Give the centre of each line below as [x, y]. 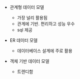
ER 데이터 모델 [24, 40]
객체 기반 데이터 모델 [29, 61]
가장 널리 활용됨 [32, 18]
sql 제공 [25, 30]
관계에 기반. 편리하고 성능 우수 [46, 24]
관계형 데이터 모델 [27, 7]
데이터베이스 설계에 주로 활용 [45, 51]
